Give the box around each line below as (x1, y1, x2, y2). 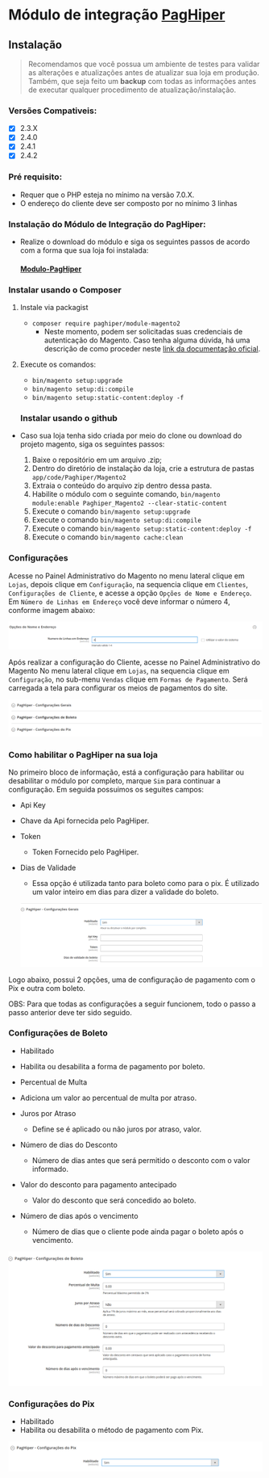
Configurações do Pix (8, 1399, 95, 1410)
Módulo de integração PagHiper (8, 6, 226, 24)
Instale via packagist (19, 303, 89, 313)
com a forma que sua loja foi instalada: (19, 246, 149, 255)
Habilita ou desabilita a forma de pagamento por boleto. (19, 1061, 205, 1071)
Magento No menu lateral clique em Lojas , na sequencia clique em (8, 666, 230, 676)
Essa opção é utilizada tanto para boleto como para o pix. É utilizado (31, 879, 259, 888)
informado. (31, 1164, 69, 1174)
